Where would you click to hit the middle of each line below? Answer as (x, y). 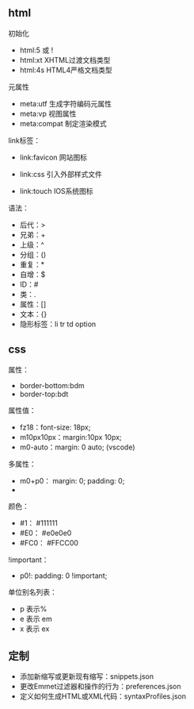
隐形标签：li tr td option (58, 324)
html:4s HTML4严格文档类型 (66, 70)
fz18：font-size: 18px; (55, 427)
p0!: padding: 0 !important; (63, 576)
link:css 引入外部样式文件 (61, 174)
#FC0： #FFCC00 (49, 542)
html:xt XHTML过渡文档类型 (65, 60)
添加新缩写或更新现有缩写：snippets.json (87, 676)
